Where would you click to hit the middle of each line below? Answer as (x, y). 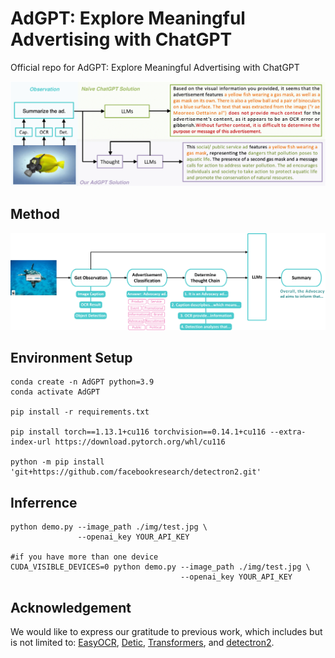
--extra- (288, 432)
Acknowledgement (71, 607)
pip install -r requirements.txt (80, 412)
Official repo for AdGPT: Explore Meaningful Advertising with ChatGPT (155, 67)
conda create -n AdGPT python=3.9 (82, 382)
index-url (31, 442)
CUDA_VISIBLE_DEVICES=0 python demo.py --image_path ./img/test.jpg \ (160, 567)
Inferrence (44, 502)
